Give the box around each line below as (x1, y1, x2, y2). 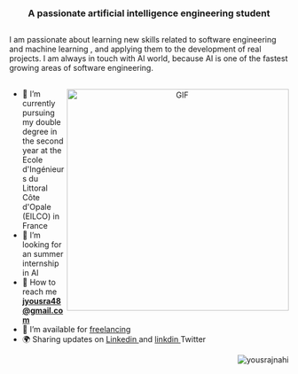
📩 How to (21, 277, 56, 287)
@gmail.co (21, 305, 64, 316)
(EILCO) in (21, 211, 60, 222)
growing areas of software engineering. (9, 63, 153, 74)
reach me (21, 286, 58, 297)
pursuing (21, 107, 55, 118)
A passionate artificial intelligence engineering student (27, 7, 271, 19)
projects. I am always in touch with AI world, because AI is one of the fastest (9, 53, 288, 64)
